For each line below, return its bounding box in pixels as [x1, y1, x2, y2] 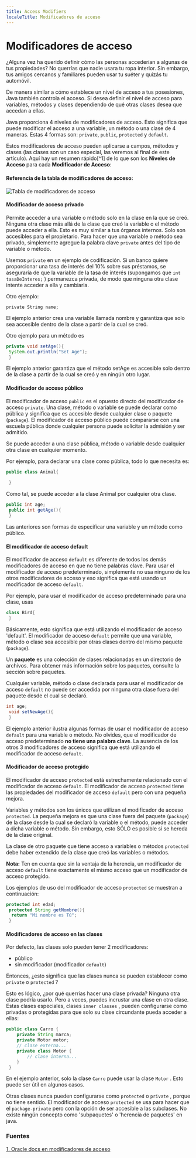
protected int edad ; [6, 901, 57, 907]
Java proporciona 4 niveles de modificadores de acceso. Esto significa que [6, 118, 188, 126]
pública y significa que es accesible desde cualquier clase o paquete [6, 410, 173, 417]
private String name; [6, 304, 59, 310]
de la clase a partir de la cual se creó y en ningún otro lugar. [6, 371, 151, 378]
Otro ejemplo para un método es [6, 332, 84, 339]
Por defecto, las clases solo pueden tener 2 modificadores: [6, 944, 149, 951]
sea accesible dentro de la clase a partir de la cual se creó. [6, 321, 148, 328]
